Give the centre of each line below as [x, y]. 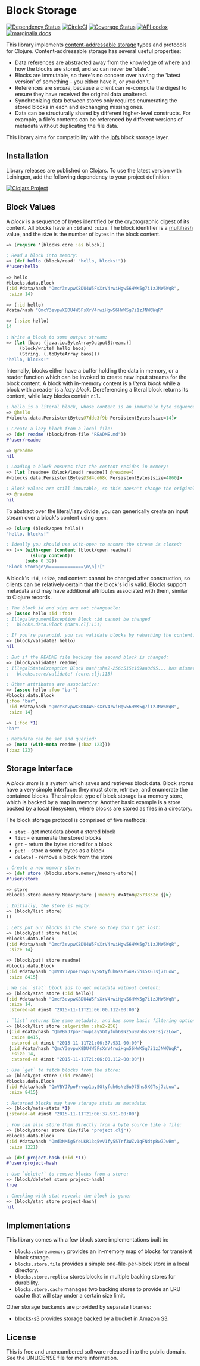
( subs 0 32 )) [41, 561]
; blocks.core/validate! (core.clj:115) [60, 674]
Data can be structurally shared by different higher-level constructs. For [103, 113]
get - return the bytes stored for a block [63, 844]
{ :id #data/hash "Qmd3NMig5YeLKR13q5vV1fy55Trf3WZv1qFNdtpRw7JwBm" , [93, 1141]
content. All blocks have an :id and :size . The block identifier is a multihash [100, 227]
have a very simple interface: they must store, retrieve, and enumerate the [97, 789]
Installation [27, 156]
